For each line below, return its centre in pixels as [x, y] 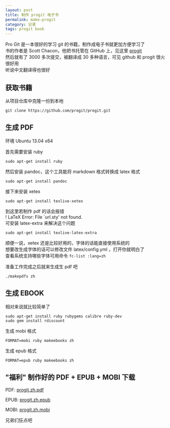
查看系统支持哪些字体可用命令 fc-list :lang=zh [56, 255]
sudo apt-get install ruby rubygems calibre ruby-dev [64, 316]
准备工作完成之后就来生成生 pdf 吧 [42, 266]
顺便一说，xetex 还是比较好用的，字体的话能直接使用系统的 [68, 243]
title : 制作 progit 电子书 [32, 15]
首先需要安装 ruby [24, 152]
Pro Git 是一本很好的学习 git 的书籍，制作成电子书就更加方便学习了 [75, 45]
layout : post [19, 10]
